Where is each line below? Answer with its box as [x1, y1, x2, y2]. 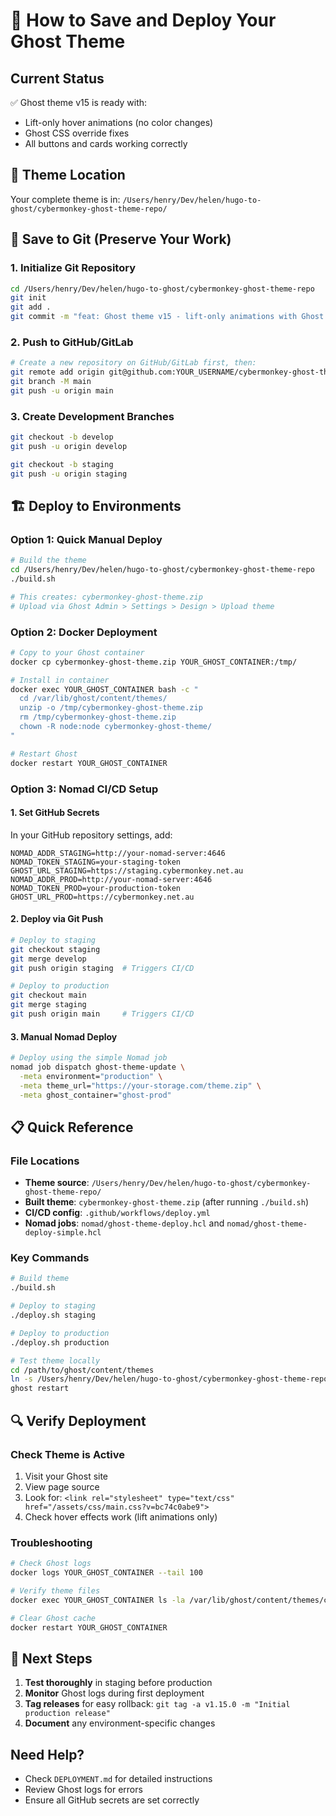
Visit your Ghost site [24, 1470, 109, 1482]
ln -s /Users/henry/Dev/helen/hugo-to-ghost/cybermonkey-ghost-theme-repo [10, 1374, 329, 1384]
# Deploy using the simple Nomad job [10, 1053, 168, 1063]
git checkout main [10, 990, 87, 1001]
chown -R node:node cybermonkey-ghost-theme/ [19, 722, 213, 732]
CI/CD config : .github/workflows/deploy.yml [24, 1207, 211, 1219]
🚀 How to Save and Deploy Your [10, 9, 277, 32]
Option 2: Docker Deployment [10, 625, 158, 639]
